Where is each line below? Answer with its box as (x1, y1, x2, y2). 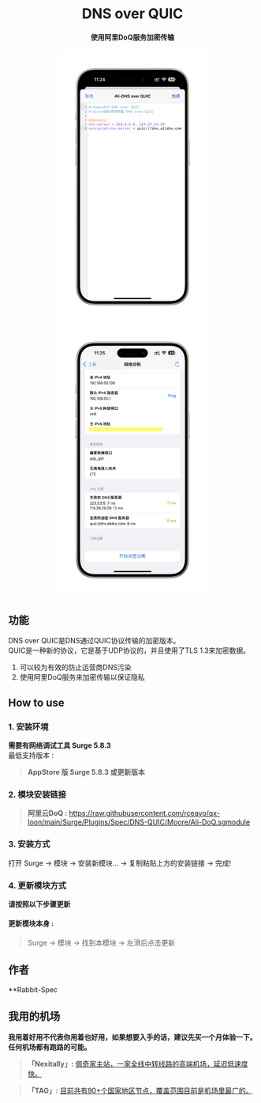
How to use (8, 696, 65, 709)
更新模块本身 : (8, 919, 54, 928)
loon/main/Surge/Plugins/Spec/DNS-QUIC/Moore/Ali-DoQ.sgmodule (27, 817, 251, 827)
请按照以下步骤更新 (8, 899, 71, 908)
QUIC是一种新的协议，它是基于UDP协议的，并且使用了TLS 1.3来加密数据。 (8, 646, 251, 655)
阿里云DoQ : (27, 809, 68, 818)
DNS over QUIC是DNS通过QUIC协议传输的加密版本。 (8, 636, 181, 646)
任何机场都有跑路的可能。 (8, 1042, 91, 1052)
